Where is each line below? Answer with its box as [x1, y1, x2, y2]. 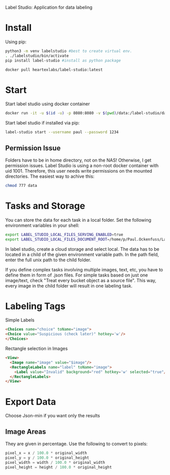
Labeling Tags [5, 300, 66, 312]
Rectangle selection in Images [5, 345, 68, 351]
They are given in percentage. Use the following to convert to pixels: [5, 441, 148, 447]
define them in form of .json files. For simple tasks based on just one [5, 272, 148, 278]
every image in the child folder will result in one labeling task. [5, 283, 133, 289]
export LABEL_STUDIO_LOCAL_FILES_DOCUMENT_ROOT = [5, 236, 110, 242]
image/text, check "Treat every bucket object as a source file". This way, [5, 277, 157, 283]
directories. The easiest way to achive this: [5, 173, 95, 179]
